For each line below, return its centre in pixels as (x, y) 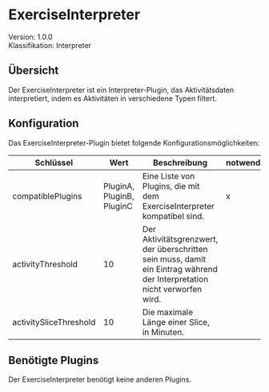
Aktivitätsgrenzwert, (180, 239)
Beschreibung (181, 162)
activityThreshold (45, 264)
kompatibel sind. (173, 216)
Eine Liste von (169, 176)
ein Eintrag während (180, 269)
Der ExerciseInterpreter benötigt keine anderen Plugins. (100, 380)
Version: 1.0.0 (31, 37)
